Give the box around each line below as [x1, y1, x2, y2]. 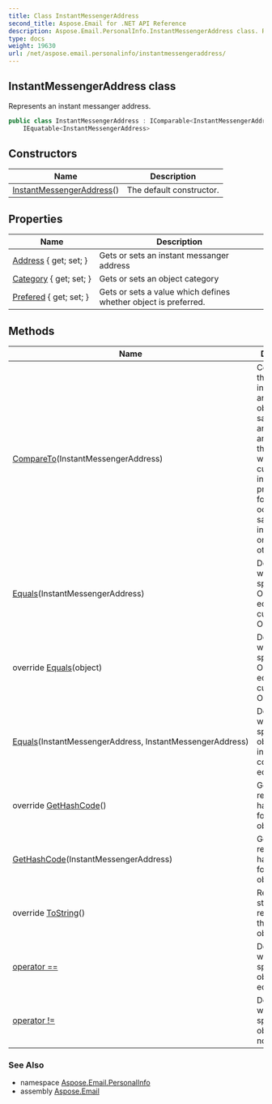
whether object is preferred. [99, 297, 206, 308]
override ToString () [12, 908, 86, 918]
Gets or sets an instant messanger [99, 250, 229, 261]
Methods [8, 324, 55, 337]
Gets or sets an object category [99, 273, 219, 285]
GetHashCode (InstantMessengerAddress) [12, 853, 172, 865]
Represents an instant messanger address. [8, 101, 151, 110]
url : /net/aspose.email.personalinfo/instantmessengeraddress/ [8, 49, 227, 58]
